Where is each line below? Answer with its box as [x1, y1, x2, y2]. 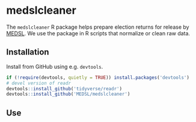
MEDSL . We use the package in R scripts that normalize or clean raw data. [6, 29, 191, 36]
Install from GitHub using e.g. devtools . [6, 63, 103, 70]
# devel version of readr [6, 80, 71, 86]
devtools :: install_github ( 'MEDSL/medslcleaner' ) [6, 91, 130, 97]
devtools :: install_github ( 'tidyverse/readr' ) [6, 86, 122, 91]
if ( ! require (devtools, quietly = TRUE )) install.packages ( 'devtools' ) [6, 74, 189, 81]
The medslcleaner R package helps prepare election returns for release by [6, 23, 189, 30]
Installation [6, 47, 49, 57]
